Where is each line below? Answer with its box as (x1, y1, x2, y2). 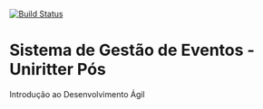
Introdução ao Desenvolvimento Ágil (9, 88, 145, 99)
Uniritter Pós (9, 59, 107, 80)
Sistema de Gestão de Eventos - (9, 41, 256, 60)
